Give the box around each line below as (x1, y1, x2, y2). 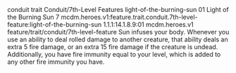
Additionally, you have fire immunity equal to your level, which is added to (7, 51, 221, 58)
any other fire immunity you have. (7, 58, 105, 66)
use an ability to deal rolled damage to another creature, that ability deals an (7, 35, 228, 44)
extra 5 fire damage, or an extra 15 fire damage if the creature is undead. (7, 43, 218, 51)
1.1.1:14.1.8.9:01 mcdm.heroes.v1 (103, 20, 194, 29)
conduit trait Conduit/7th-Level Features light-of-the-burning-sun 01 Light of (7, 6, 229, 13)
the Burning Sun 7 (7, 13, 60, 21)
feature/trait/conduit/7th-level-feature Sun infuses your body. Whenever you (7, 28, 230, 36)
